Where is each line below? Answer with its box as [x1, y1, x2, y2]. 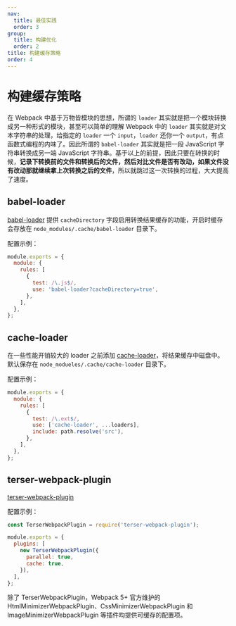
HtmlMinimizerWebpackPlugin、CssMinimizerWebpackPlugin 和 [7, 602, 193, 611]
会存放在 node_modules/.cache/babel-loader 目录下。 [7, 224, 161, 232]
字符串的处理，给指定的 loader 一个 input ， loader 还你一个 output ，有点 [13, 131, 224, 139]
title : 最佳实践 [13, 17, 58, 24]
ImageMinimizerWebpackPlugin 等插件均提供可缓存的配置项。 [7, 611, 187, 620]
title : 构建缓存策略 [7, 50, 61, 57]
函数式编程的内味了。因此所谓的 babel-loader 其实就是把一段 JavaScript [7, 139, 216, 148]
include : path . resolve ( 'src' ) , [32, 428, 124, 435]
